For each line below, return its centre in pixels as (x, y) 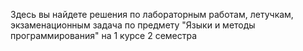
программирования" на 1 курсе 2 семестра (104, 35)
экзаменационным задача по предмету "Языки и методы (133, 25)
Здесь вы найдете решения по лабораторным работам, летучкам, (152, 14)
